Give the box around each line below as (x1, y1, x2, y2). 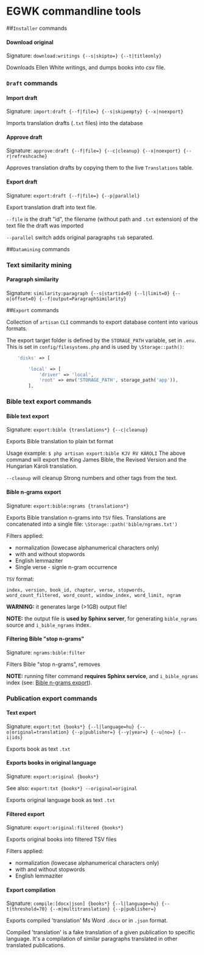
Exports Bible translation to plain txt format (6, 438, 114, 445)
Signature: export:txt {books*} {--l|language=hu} (6, 723, 135, 730)
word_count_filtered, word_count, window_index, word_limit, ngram (6, 592, 181, 598)
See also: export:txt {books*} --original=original (6, 785, 138, 792)
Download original (6, 38, 54, 46)
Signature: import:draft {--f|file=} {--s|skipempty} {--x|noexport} (6, 108, 184, 115)
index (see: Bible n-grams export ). (6, 679, 93, 686)
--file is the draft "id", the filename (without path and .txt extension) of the (6, 215, 199, 223)
